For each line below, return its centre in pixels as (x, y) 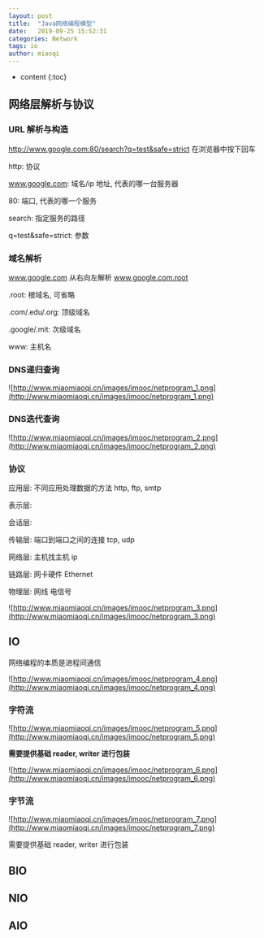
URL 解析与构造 (39, 129)
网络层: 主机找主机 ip (43, 557)
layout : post (30, 16)
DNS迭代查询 (34, 419)
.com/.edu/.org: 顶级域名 (50, 312)
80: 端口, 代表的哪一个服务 (53, 201)
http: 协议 (24, 166)
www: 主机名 (30, 346)
